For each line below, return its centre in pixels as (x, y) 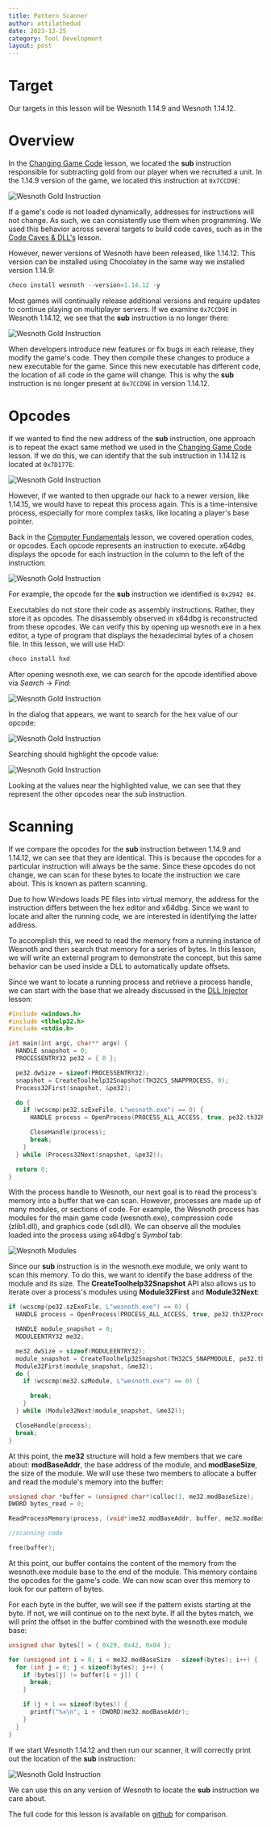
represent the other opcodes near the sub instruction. (98, 794)
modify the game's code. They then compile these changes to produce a (129, 357)
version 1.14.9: (31, 270)
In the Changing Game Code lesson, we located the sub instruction (120, 163)
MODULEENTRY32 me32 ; (50, 1337)
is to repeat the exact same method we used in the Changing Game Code (130, 447)
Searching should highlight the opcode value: (84, 754)
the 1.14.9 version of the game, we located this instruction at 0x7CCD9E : (124, 180)
